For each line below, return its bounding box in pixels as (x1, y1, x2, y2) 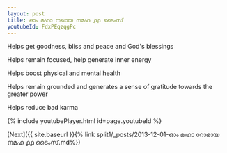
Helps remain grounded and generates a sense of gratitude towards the (7, 83, 213, 91)
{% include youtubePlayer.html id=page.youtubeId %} (7, 117, 162, 125)
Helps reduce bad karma (7, 104, 79, 112)
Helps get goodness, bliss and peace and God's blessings (7, 42, 174, 51)
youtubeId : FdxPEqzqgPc (7, 23, 77, 30)
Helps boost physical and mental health (7, 69, 120, 77)
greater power (7, 90, 48, 98)
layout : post (7, 10, 45, 17)
